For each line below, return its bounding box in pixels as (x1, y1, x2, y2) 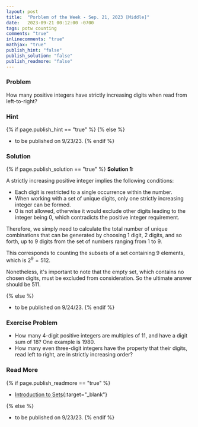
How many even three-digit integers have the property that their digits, (14, 345, 188, 352)
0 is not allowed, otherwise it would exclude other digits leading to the (14, 208, 186, 215)
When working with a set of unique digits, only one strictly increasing (14, 195, 184, 202)
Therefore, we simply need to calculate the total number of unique (6, 225, 168, 232)
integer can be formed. (14, 201, 71, 208)
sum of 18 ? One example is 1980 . (14, 339, 95, 346)
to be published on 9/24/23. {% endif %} (14, 304, 115, 311)
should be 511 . (6, 281, 41, 288)
